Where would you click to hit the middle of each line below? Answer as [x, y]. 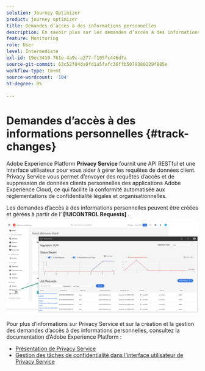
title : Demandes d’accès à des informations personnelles [81, 26]
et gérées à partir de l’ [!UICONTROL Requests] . [68, 214]
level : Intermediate [33, 52]
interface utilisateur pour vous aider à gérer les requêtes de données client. [101, 170]
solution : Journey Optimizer [43, 13]
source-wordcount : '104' [38, 77]
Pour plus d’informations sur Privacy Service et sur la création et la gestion [100, 323]
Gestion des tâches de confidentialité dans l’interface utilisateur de [99, 355]
